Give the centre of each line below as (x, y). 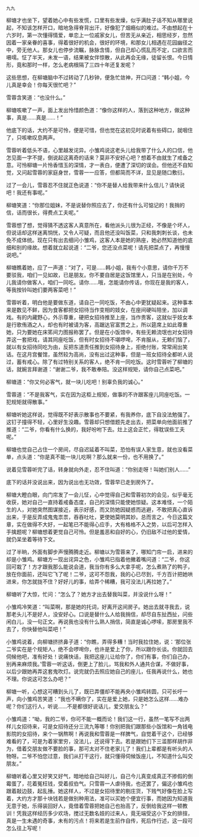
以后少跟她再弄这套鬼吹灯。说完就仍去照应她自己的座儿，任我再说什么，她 (97, 671)
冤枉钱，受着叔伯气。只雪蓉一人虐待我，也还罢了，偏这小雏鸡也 (115, 784)
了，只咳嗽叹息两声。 (32, 138)
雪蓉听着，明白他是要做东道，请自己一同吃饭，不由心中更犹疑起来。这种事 (97, 302)
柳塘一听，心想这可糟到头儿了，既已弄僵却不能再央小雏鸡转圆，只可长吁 (94, 691)
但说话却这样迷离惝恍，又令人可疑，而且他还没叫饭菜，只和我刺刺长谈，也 (97, 233)
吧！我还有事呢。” (27, 192)
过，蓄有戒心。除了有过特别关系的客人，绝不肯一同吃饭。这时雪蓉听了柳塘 (97, 362)
